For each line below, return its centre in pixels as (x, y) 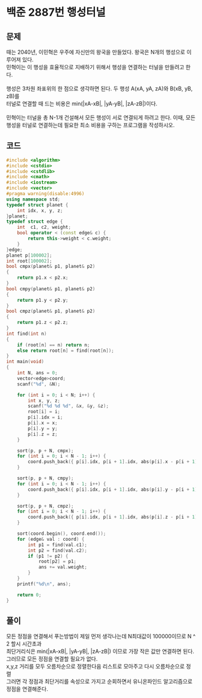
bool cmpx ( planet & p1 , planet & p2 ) (51, 266)
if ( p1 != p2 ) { (48, 556)
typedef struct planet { (37, 205)
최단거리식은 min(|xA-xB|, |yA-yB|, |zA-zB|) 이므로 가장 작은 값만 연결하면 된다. (100, 652)
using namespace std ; (33, 199)
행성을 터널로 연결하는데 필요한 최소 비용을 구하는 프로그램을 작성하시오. (90, 125)
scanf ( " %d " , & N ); (39, 384)
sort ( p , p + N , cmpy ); (45, 478)
